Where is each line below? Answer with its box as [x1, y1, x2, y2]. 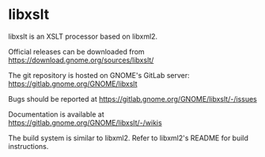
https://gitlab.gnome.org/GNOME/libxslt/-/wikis [8, 118, 162, 127]
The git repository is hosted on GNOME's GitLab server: [8, 70, 190, 80]
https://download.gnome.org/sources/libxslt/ [8, 55, 154, 65]
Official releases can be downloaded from [8, 47, 145, 56]
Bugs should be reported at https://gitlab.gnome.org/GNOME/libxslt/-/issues [8, 94, 257, 103]
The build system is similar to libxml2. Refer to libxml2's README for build [8, 133, 249, 143]
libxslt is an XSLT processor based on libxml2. [8, 32, 158, 41]
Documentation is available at [8, 109, 104, 119]
